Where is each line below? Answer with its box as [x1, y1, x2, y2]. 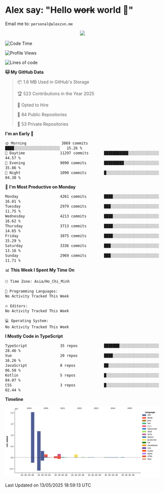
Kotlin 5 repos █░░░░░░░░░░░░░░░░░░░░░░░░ [5, 373, 160, 378]
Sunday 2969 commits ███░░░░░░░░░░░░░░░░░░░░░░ [5, 253, 160, 258]
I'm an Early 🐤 [5, 131, 34, 136]
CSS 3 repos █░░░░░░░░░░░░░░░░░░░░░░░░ [5, 383, 160, 388]
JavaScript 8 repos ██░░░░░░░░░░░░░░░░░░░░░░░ [5, 363, 160, 368]
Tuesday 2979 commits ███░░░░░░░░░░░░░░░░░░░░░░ [5, 204, 160, 209]
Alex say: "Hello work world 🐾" [5, 4, 134, 16]
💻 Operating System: [5, 318, 49, 323]
